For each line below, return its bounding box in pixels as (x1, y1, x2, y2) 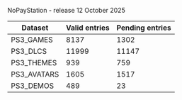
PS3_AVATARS (11, 70, 59, 79)
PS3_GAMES (11, 35, 53, 45)
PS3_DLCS (11, 46, 47, 56)
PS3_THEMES (11, 58, 57, 67)
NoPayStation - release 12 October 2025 (7, 6, 125, 14)
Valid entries (66, 23, 110, 33)
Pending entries (116, 23, 171, 33)
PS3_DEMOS (11, 81, 55, 91)
